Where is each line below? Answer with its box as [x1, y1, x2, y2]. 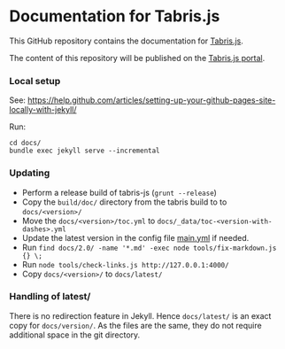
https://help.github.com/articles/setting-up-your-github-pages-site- [27, 95, 276, 105]
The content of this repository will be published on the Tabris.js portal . [9, 52, 266, 63]
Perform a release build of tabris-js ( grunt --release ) [21, 187, 217, 198]
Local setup [9, 74, 61, 87]
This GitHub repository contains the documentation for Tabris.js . [9, 35, 243, 46]
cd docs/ [9, 139, 42, 148]
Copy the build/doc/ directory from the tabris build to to [21, 197, 227, 207]
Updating [9, 167, 50, 179]
